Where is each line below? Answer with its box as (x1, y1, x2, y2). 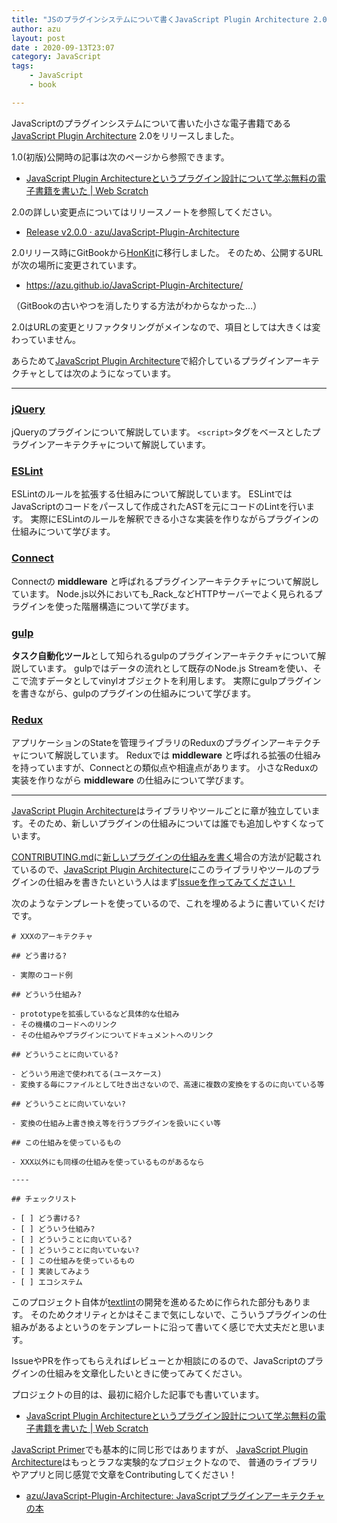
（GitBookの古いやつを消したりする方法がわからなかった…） (11, 299, 263, 311)
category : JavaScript (11, 52, 102, 62)
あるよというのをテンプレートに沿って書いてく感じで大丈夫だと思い (37, 1321, 318, 1333)
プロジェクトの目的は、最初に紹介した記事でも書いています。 (11, 1389, 265, 1401)
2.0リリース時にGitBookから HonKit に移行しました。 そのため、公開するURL (11, 246, 324, 258)
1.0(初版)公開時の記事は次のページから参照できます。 (11, 151, 230, 163)
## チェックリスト (11, 1194, 78, 1205)
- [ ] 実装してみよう (11, 1267, 91, 1277)
